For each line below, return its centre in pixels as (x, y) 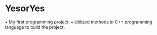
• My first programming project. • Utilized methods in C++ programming (79, 22)
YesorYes (25, 9)
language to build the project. (35, 27)
